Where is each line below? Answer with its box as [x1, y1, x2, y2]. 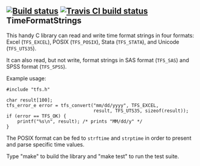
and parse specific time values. [6, 140, 85, 148]
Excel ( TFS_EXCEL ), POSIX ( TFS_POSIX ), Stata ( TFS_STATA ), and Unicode [6, 38, 179, 46]
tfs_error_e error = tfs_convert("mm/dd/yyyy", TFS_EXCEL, [6, 102, 159, 108]
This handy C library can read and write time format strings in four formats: [6, 32, 195, 39]
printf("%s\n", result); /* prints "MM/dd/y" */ [17, 118, 143, 125]
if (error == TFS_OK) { [6, 113, 67, 119]
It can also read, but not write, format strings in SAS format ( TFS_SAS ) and [6, 56, 190, 64]
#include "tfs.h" [6, 86, 50, 92]
